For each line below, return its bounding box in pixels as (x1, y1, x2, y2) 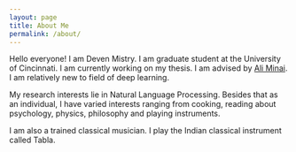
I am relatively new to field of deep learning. (9, 72, 170, 83)
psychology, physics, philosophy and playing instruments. (9, 108, 221, 119)
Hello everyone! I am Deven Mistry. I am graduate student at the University (9, 54, 282, 65)
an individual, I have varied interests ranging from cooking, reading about (9, 99, 277, 110)
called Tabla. (9, 134, 56, 146)
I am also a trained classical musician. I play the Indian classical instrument (9, 125, 282, 136)
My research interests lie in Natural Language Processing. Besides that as (9, 89, 279, 100)
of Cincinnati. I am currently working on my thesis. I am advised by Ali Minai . (9, 63, 288, 73)
